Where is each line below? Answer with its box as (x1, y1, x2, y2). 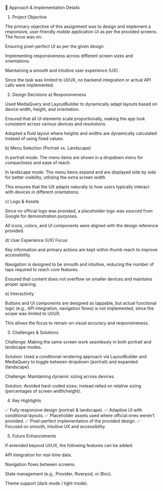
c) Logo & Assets (5, 198, 39, 204)
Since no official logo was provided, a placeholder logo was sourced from (5, 208, 153, 213)
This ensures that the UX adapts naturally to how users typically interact (5, 184, 150, 190)
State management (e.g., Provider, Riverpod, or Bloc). (5, 471, 112, 476)
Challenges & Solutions (12, 330, 59, 335)
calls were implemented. (5, 82, 54, 88)
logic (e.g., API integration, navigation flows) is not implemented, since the (5, 305, 154, 311)
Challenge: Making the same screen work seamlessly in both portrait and (5, 339, 152, 344)
